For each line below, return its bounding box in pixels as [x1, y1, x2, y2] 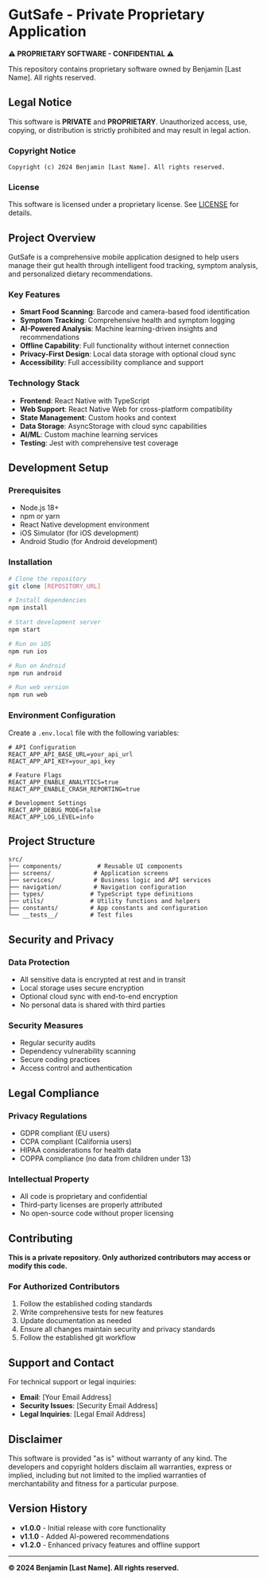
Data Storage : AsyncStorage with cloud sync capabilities [19, 421, 207, 430]
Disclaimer [8, 1432, 63, 1446]
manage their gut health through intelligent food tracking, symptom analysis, [8, 261, 258, 270]
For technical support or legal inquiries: [8, 1377, 137, 1387]
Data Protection [8, 956, 70, 967]
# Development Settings [8, 799, 87, 807]
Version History [8, 1502, 87, 1516]
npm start [8, 626, 41, 634]
